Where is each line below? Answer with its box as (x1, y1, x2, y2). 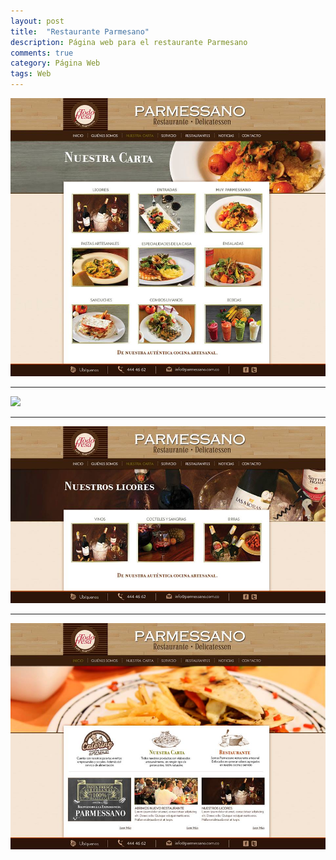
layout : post (10, 16, 65, 26)
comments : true (10, 48, 74, 58)
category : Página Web (10, 58, 101, 69)
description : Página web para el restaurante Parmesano (10, 37, 248, 47)
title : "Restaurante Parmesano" (10, 26, 150, 37)
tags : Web (10, 69, 52, 79)
